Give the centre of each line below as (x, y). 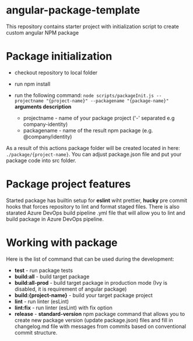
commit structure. (36, 332)
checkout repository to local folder (56, 72)
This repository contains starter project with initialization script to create (92, 26)
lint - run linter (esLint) (41, 301)
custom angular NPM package (43, 32)
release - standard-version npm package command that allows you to (100, 313)
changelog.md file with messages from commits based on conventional (100, 326)
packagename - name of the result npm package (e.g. (88, 130)
